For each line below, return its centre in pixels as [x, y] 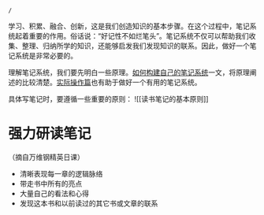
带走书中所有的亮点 [51, 183]
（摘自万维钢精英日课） [46, 157]
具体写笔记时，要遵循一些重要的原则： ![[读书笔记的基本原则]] [108, 99]
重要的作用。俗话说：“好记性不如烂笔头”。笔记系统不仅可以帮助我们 [139, 36]
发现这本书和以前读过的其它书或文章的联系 [89, 203]
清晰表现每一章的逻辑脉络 [61, 173]
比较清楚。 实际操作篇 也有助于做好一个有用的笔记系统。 [112, 82]
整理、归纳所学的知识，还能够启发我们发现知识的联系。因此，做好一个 [136, 46]
